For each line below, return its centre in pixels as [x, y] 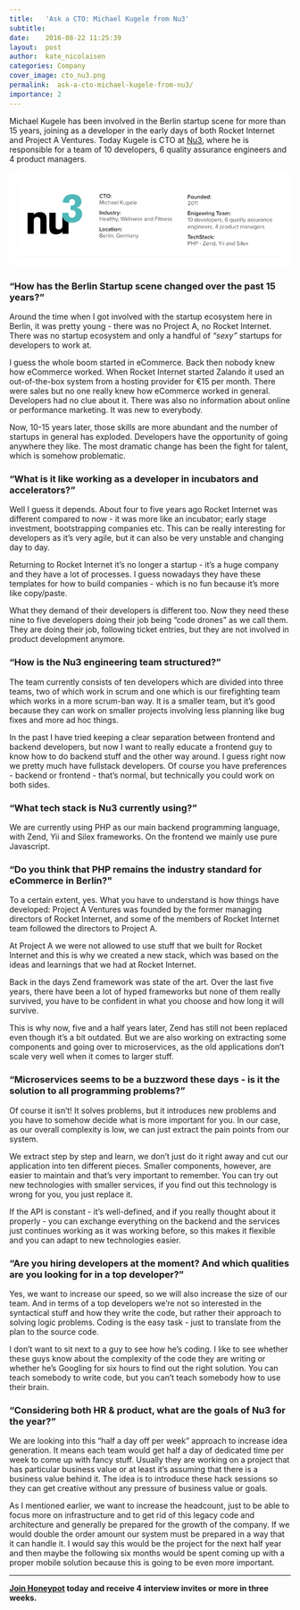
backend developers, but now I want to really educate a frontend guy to [141, 746]
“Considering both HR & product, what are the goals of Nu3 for [147, 1410]
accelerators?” [42, 490]
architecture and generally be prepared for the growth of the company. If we [150, 1525]
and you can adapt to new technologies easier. [95, 1240]
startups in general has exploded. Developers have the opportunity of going [149, 437]
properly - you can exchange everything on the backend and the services [145, 1221]
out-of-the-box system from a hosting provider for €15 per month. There [142, 382]
